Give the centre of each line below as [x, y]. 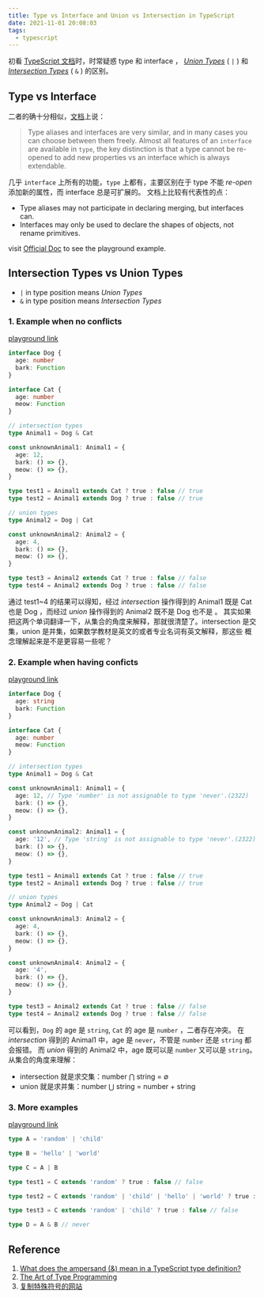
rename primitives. [50, 233]
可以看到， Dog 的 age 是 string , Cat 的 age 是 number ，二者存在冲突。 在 [126, 1030]
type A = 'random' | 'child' [56, 1139]
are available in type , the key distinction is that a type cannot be [131, 149]
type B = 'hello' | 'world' [55, 1153]
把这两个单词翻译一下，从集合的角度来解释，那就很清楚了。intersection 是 [129, 621]
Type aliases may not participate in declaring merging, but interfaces [132, 208]
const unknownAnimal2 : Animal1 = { [67, 832]
